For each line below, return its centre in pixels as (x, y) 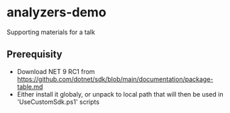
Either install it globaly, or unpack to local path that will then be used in (120, 94)
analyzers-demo (57, 12)
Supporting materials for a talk (51, 32)
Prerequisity (34, 54)
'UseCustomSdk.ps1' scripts (58, 102)
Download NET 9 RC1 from (56, 71)
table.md (30, 87)
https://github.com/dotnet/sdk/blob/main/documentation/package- (115, 79)
